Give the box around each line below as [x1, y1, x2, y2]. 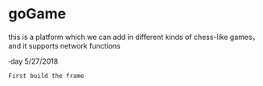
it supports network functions [23, 41, 121, 50]
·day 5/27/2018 [8, 57, 59, 66]
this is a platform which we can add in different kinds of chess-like [8, 32, 228, 41]
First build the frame [8, 72, 84, 80]
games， [229, 32, 260, 41]
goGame [8, 5, 67, 23]
